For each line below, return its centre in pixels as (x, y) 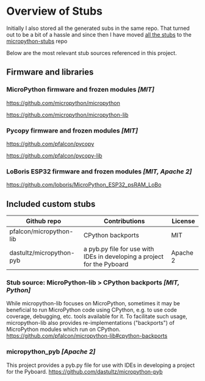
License (183, 221)
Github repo (44, 221)
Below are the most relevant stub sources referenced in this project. (92, 53)
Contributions (124, 221)
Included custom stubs (51, 204)
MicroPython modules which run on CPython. (63, 329)
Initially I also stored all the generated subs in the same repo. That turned (98, 28)
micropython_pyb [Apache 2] (51, 352)
